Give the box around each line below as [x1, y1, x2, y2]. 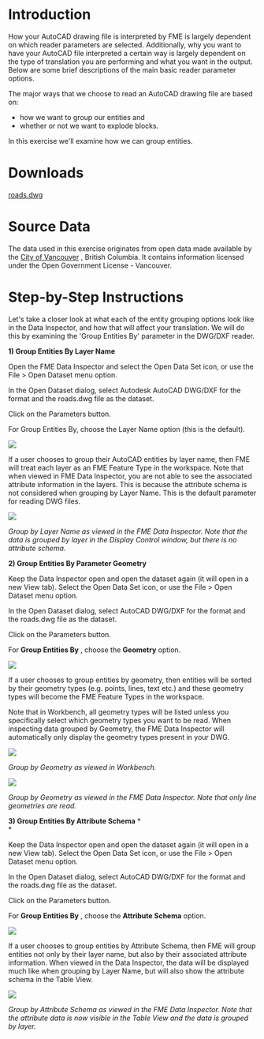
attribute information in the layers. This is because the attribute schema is [8, 479, 247, 489]
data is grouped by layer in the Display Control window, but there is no [8, 535, 237, 544]
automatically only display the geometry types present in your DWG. [8, 732, 230, 741]
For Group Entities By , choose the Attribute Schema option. [8, 910, 206, 921]
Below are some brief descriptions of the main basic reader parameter [8, 65, 236, 74]
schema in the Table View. [8, 974, 93, 984]
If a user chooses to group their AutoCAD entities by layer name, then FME [8, 454, 251, 463]
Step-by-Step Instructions [8, 288, 184, 306]
